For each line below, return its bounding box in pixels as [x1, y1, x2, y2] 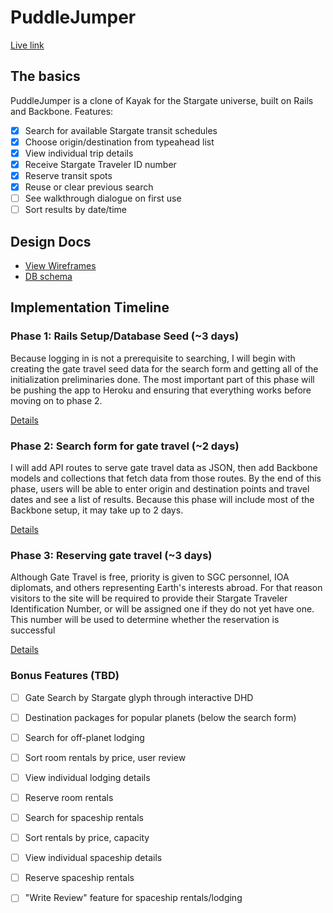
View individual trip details [24, 147, 134, 159]
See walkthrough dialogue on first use [24, 192, 182, 205]
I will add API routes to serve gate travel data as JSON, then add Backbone [10, 462, 318, 474]
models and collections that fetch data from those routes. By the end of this [10, 472, 322, 485]
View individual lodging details [24, 771, 151, 783]
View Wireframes [24, 260, 97, 272]
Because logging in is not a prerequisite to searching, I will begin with [10, 352, 296, 364]
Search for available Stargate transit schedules [24, 124, 218, 136]
